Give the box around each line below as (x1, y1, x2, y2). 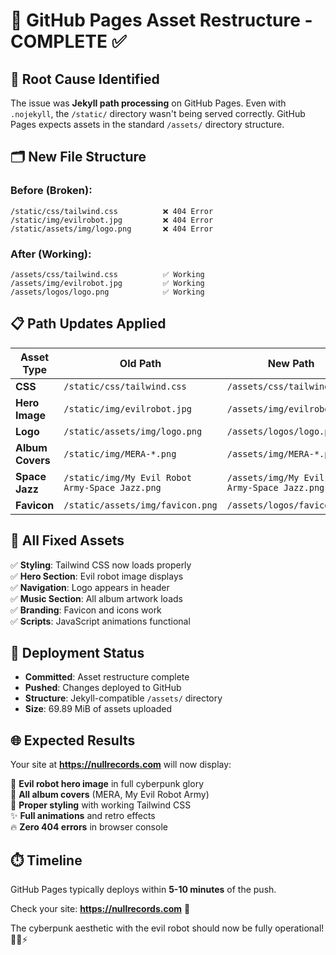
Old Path (119, 356, 162, 370)
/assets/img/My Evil (226, 472, 325, 483)
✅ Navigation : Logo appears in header (10, 581, 170, 593)
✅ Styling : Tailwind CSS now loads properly (10, 559, 192, 571)
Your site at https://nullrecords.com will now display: (10, 759, 232, 771)
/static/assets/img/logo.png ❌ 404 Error (10, 224, 214, 234)
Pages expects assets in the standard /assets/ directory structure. (10, 119, 285, 130)
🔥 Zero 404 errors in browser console (10, 821, 168, 833)
